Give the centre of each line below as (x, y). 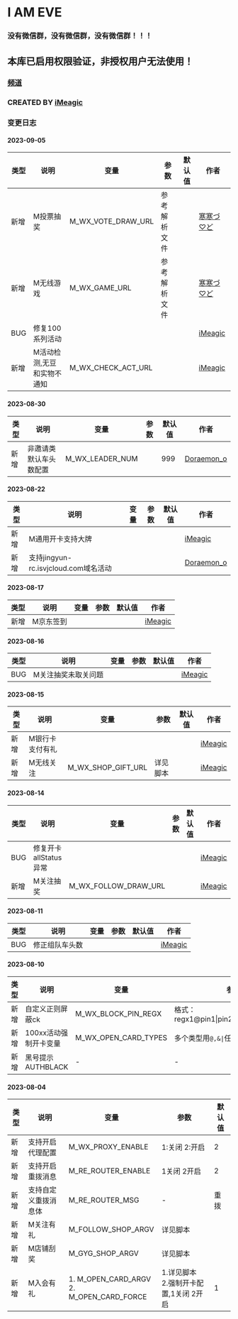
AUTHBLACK (47, 1067)
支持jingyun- (50, 557)
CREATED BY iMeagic (45, 102)
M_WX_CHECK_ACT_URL (111, 368)
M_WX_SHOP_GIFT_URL (107, 767)
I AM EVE (35, 12)
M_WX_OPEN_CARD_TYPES (121, 1038)
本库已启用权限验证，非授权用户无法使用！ (100, 61)
